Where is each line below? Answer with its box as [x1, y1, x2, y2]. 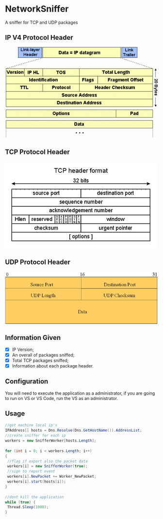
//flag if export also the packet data [7, 459, 88, 464]
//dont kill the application [5, 494, 64, 500]
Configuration [5, 377, 49, 385]
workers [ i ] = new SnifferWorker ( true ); [7, 464, 88, 469]
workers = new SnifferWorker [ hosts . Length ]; [5, 438, 97, 443]
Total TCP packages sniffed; [12, 357, 69, 363]
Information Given [5, 334, 61, 342]
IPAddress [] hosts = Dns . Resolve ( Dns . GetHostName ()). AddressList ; [5, 428, 142, 433]
